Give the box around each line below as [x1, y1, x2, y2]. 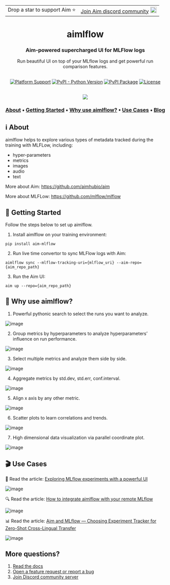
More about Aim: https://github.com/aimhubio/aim [5, 183, 110, 190]
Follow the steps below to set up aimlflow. [5, 221, 93, 228]
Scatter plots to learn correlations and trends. [12, 414, 108, 421]
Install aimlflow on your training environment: [12, 232, 107, 238]
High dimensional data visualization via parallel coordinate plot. [12, 434, 145, 440]
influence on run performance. [12, 336, 77, 342]
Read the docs [12, 563, 43, 569]
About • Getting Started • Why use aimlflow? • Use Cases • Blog [5, 106, 165, 114]
